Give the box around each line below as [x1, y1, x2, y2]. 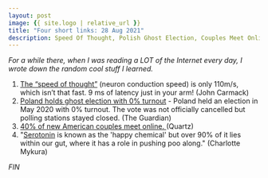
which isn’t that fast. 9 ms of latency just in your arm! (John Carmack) [19, 88, 250, 98]
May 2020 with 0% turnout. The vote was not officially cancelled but [19, 105, 246, 114]
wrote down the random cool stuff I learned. [8, 64, 154, 74]
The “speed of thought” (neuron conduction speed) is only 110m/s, [19, 79, 239, 89]
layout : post [8, 11, 52, 20]
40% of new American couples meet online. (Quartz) [19, 122, 194, 131]
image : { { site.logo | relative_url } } [8, 19, 141, 27]
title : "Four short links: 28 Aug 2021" [8, 26, 145, 34]
